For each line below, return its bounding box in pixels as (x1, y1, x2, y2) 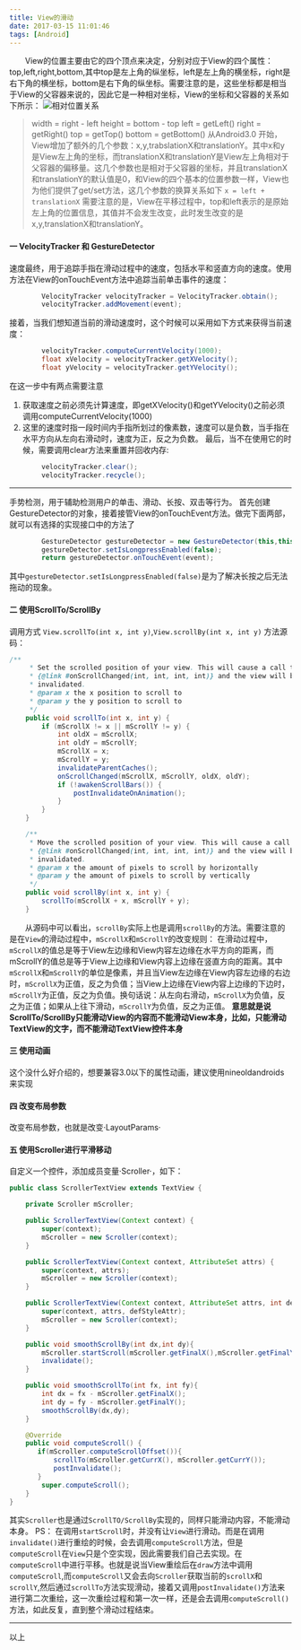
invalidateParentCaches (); (56, 764, 159, 773)
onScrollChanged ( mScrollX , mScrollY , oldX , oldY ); (56, 772, 251, 781)
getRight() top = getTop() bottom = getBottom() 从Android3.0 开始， (30, 129, 282, 140)
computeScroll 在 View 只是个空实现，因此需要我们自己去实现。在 (9, 1549, 243, 1559)
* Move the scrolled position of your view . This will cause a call (29, 838, 291, 847)
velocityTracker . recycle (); (41, 470, 146, 480)
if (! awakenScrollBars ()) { (56, 780, 163, 790)
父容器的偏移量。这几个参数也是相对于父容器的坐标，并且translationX (30, 162, 288, 173)
